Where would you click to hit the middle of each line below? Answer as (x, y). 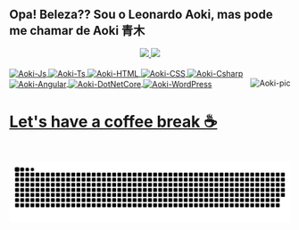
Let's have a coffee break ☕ (113, 122)
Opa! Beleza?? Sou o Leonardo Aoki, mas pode (141, 15)
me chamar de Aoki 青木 (77, 31)
